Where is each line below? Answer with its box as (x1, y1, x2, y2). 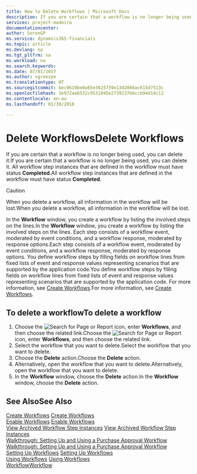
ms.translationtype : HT (6, 80, 64, 86)
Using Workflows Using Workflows (6, 455, 90, 463)
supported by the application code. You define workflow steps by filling (6, 266, 177, 273)
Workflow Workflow (6, 462, 53, 469)
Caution (6, 187, 25, 194)
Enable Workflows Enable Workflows (6, 418, 95, 425)
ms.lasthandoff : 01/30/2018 (6, 101, 75, 107)
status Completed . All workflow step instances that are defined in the (6, 169, 173, 176)
